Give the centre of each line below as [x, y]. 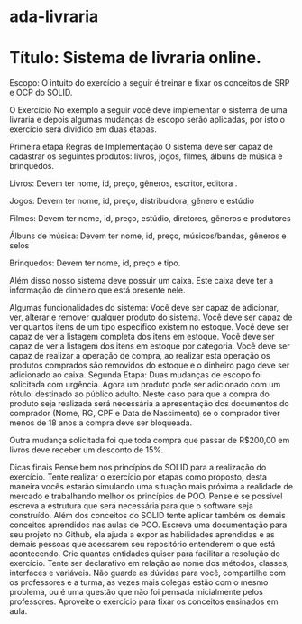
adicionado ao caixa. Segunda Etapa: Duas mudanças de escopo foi [136, 375]
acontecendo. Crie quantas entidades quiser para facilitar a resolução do [145, 554]
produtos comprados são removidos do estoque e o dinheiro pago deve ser [150, 365]
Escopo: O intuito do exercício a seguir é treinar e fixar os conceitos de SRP [150, 83]
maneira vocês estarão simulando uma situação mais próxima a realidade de [151, 487]
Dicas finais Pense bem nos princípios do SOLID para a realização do [138, 468]
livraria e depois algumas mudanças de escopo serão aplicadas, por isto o [147, 120]
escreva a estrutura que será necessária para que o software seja [132, 506]
